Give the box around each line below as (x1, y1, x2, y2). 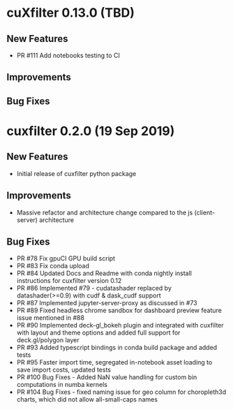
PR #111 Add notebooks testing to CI (16, 51, 120, 59)
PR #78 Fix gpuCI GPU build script (16, 254, 116, 263)
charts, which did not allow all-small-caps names (16, 395, 158, 404)
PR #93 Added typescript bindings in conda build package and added (16, 344, 218, 352)
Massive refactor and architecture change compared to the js (16, 208, 193, 217)
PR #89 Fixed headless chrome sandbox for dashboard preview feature (16, 306, 223, 315)
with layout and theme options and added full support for (16, 328, 181, 337)
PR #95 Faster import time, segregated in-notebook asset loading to (16, 358, 213, 367)
